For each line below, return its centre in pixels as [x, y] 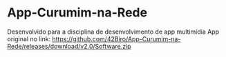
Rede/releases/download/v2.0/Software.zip [69, 46]
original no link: [29, 38]
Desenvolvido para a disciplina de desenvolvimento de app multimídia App [113, 32]
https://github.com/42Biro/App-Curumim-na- [116, 38]
